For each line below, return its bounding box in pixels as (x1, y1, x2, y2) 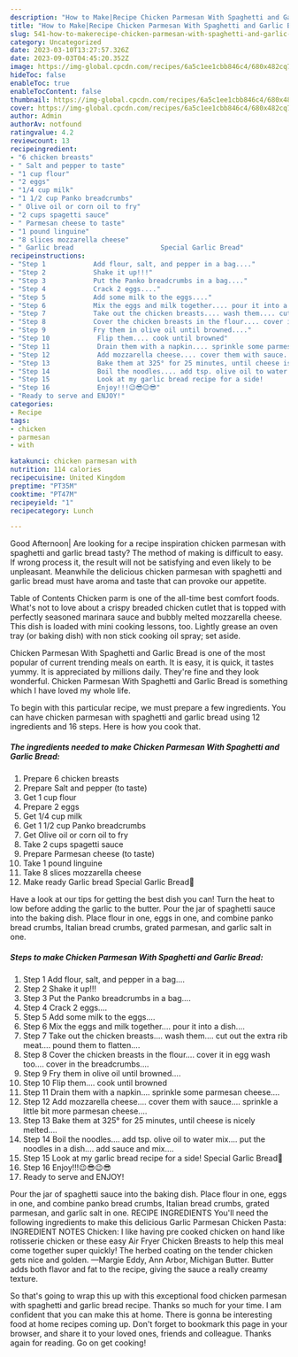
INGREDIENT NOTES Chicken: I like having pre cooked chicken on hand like (10, 1227, 286, 1237)
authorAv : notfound (10, 120, 82, 129)
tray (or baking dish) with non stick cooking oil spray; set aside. (10, 630, 241, 642)
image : (10, 63, 34, 72)
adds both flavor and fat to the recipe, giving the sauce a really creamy (10, 1264, 268, 1275)
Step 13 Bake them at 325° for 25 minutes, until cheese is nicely (22, 1115, 256, 1126)
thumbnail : (10, 95, 50, 104)
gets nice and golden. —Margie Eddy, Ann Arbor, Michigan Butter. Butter (10, 1254, 274, 1266)
